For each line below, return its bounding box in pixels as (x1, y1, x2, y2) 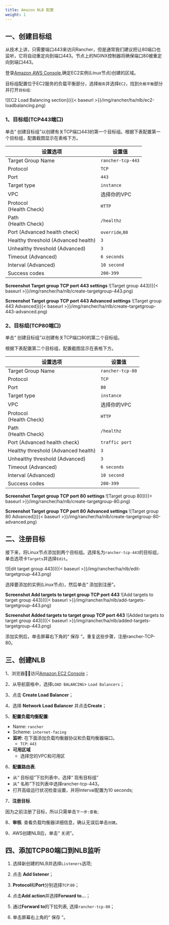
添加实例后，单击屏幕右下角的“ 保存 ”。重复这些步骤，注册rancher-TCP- (5, 633, 155, 639)
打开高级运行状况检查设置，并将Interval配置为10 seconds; (12, 787, 133, 793)
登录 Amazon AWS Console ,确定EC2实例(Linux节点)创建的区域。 (5, 70, 139, 76)
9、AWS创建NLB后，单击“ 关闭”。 (5, 830, 77, 836)
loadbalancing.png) (5, 102, 46, 109)
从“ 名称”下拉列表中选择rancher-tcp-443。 (12, 780, 102, 787)
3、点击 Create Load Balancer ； (5, 692, 73, 698)
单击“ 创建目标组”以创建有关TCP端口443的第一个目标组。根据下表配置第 (5, 129, 156, 135)
